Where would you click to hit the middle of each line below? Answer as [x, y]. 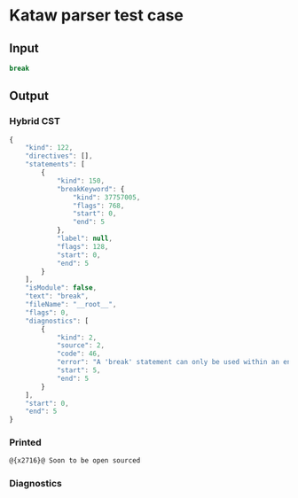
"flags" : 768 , [98, 206]
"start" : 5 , [78, 370]
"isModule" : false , [61, 288]
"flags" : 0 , [47, 312]
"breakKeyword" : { [90, 189]
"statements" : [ [55, 165]
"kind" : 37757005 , [106, 197]
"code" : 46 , [78, 354]
